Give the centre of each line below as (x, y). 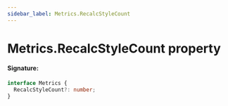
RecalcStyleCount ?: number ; (55, 90)
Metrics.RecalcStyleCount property (114, 48)
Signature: (23, 68)
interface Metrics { (38, 84)
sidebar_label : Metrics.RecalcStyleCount (69, 14)
